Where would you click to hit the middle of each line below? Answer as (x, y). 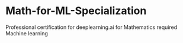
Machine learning (27, 33)
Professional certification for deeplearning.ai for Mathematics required (91, 27)
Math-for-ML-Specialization (76, 11)
